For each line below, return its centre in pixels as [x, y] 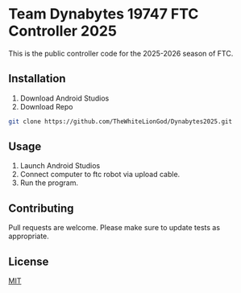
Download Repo [46, 106]
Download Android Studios [64, 98]
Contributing [41, 208]
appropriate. [29, 236]
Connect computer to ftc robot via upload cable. [100, 175]
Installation [37, 78]
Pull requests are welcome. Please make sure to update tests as [114, 228]
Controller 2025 [62, 31]
